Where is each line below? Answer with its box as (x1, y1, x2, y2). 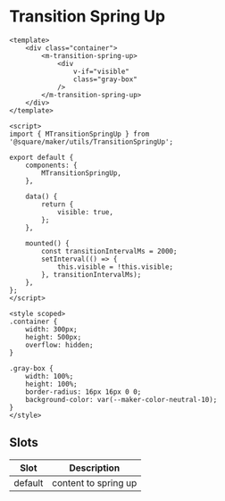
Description (69, 462, 121, 474)
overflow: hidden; (25, 340, 94, 349)
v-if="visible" (72, 67, 129, 76)
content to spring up (52, 476, 137, 488)
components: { (25, 161, 78, 170)
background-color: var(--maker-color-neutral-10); (25, 395, 218, 404)
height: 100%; (25, 380, 78, 388)
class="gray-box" (72, 74, 138, 84)
